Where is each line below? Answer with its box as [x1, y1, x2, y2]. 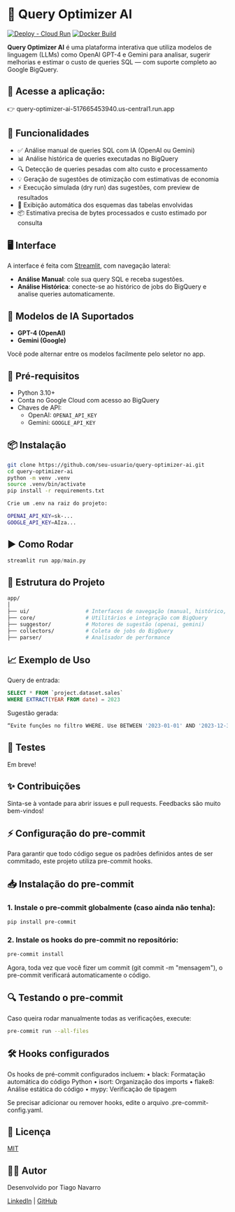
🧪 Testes [7, 742, 46, 753]
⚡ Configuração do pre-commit [7, 828, 145, 839]
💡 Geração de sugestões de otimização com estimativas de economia [17, 175, 219, 183]
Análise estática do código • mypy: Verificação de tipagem [7, 1085, 177, 1093]
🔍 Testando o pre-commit [7, 992, 124, 1004]
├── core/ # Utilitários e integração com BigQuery [7, 614, 208, 621]
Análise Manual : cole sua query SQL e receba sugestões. [17, 275, 185, 284]
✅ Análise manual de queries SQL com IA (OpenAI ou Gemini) [17, 146, 195, 154]
